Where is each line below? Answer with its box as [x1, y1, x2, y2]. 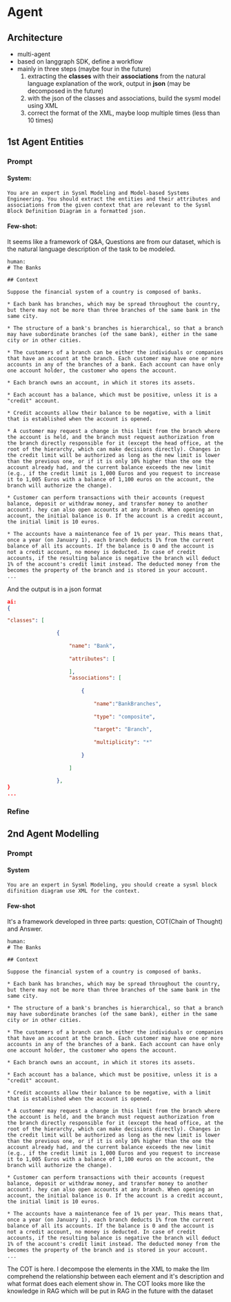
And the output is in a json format [7, 585, 102, 593]
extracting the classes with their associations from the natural [27, 72, 205, 80]
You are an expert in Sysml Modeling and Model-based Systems [7, 189, 190, 196]
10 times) [27, 116, 54, 124]
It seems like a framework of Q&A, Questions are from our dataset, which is [7, 237, 221, 245]
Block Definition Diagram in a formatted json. [7, 207, 147, 214]
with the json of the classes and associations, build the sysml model [27, 94, 221, 102]
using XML [27, 102, 59, 109]
